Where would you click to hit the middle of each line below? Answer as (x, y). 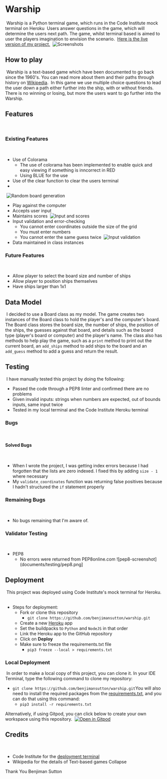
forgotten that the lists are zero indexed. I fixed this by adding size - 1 (85, 471)
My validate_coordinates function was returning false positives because (87, 482)
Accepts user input (32, 210)
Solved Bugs (18, 445)
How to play (24, 60)
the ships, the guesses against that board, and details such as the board (79, 330)
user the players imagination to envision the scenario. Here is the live (77, 39)
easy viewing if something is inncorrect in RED (68, 170)
